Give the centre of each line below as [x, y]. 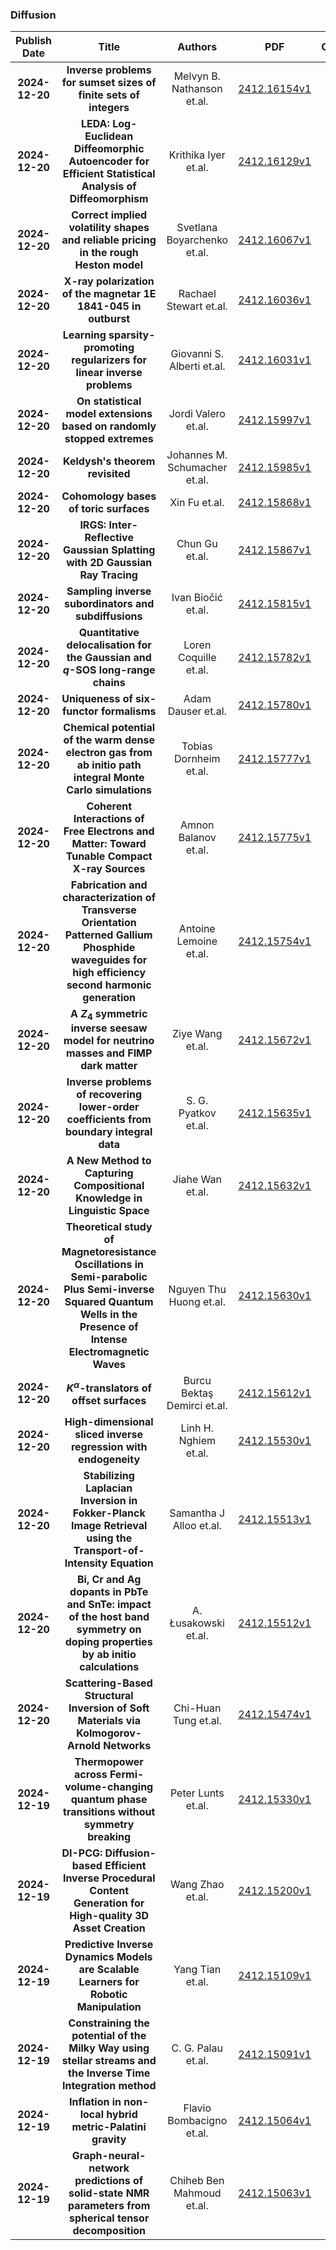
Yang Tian [197, 1970]
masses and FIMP [109, 1053]
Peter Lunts [197, 1793]
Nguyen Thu [197, 1290]
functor [80, 711]
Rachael [197, 294]
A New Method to [109, 1161]
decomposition [109, 2231]
